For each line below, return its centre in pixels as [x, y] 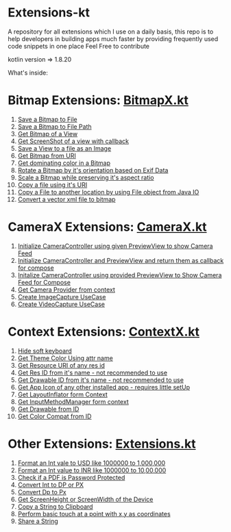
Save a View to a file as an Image [64, 148]
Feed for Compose [44, 282]
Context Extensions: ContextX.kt [104, 332]
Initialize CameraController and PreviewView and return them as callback [121, 260]
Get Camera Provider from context [66, 290]
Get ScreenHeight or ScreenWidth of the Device [85, 499]
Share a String [38, 521]
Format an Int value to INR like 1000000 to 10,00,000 [92, 470]
